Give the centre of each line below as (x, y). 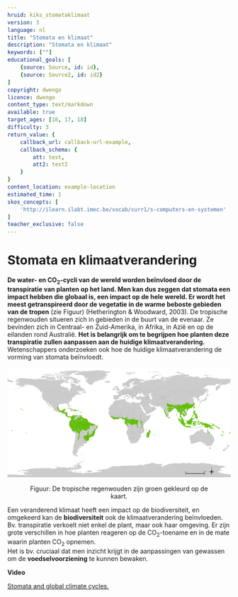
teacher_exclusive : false (45, 224)
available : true (31, 112)
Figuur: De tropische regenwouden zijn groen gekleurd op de (119, 489)
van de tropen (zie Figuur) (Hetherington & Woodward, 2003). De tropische (118, 311)
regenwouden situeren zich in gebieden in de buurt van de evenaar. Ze (110, 319)
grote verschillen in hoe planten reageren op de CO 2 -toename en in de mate (119, 534)
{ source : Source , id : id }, (60, 67)
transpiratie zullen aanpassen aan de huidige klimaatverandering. (106, 342)
